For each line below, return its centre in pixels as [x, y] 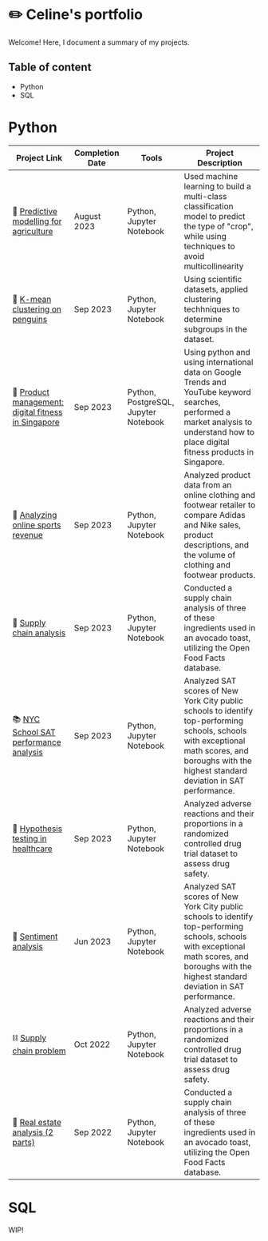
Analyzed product [217, 475]
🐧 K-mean [32, 299]
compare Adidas [215, 515]
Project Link [39, 157]
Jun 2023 [93, 941]
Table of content [50, 68]
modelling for [37, 221]
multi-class [205, 196]
